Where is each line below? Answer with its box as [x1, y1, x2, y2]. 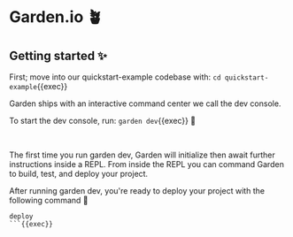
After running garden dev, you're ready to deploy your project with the [9, 186, 266, 195]
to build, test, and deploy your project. [9, 169, 149, 179]
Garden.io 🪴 [9, 7, 104, 27]
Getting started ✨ [9, 48, 108, 63]
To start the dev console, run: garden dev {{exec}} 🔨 [9, 116, 197, 126]
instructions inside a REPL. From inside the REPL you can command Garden [9, 159, 285, 169]
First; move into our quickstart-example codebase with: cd [9, 72, 221, 82]
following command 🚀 [9, 195, 89, 205]
